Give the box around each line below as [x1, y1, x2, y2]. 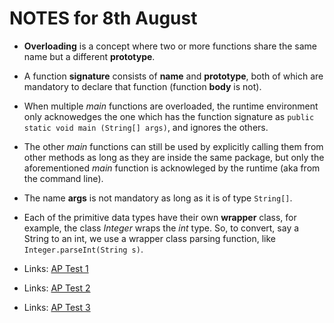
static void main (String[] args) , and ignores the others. [23, 121, 269, 133]
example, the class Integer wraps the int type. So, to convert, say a [23, 222, 300, 234]
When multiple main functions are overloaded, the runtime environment [23, 100, 319, 112]
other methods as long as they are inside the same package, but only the [23, 151, 325, 163]
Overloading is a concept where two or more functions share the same [23, 40, 317, 52]
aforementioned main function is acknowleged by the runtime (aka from [23, 162, 321, 174]
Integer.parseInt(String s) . [23, 243, 144, 255]
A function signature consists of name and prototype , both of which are [23, 70, 324, 82]
